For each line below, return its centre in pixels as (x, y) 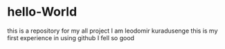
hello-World (42, 12)
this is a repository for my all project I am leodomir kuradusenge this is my (112, 31)
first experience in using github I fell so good (71, 37)
